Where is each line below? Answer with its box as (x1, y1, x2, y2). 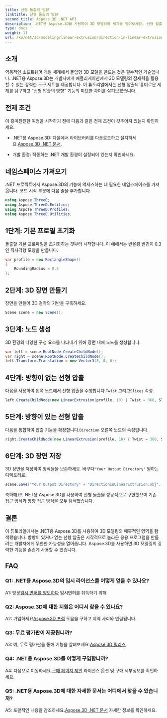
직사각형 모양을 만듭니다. (10, 247, 59, 253)
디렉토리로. (5, 472, 27, 478)
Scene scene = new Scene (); (5, 310, 64, 315)
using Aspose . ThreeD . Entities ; (5, 202, 70, 207)
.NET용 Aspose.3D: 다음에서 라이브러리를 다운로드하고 (12, 135, 119, 141)
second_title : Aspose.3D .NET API (5, 16, 77, 21)
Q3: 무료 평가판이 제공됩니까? (5, 629, 73, 636)
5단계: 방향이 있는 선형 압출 (5, 413, 84, 421)
